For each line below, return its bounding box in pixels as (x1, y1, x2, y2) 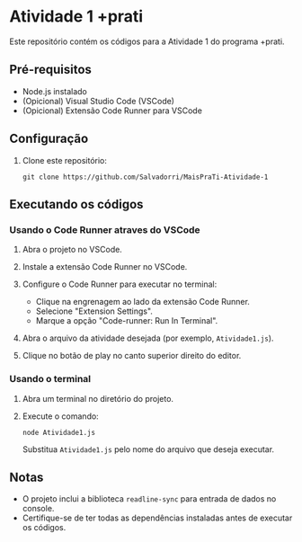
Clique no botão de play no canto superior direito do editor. (22, 351, 242, 361)
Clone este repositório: (22, 155, 108, 165)
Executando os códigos (9, 196, 144, 212)
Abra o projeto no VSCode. (22, 244, 123, 255)
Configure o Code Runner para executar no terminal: (22, 279, 218, 289)
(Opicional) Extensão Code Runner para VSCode (22, 105, 202, 116)
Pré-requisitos (9, 62, 93, 77)
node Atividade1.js (22, 428, 96, 437)
